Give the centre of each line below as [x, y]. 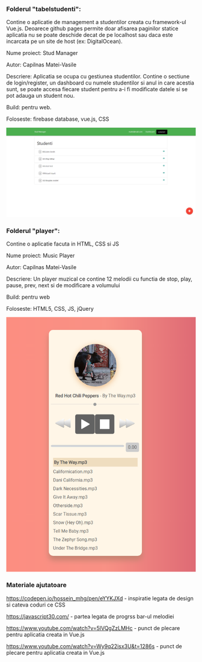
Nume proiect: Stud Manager [42, 53]
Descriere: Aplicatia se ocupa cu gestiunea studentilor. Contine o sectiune [98, 77]
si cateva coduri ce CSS [36, 605]
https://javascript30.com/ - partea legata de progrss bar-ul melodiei [90, 616]
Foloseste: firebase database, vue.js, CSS [58, 119]
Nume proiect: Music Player [41, 256]
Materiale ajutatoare [37, 585]
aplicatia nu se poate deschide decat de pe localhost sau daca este [90, 35]
